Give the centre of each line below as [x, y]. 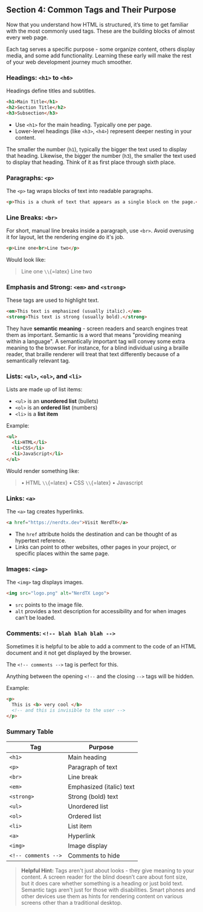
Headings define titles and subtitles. [51, 91]
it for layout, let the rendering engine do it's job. [66, 237]
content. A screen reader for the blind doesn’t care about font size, [104, 877]
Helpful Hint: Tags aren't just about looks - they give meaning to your [108, 871]
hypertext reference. [40, 540]
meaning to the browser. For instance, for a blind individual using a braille [97, 348]
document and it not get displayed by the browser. [69, 653]
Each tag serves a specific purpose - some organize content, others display [101, 49]
